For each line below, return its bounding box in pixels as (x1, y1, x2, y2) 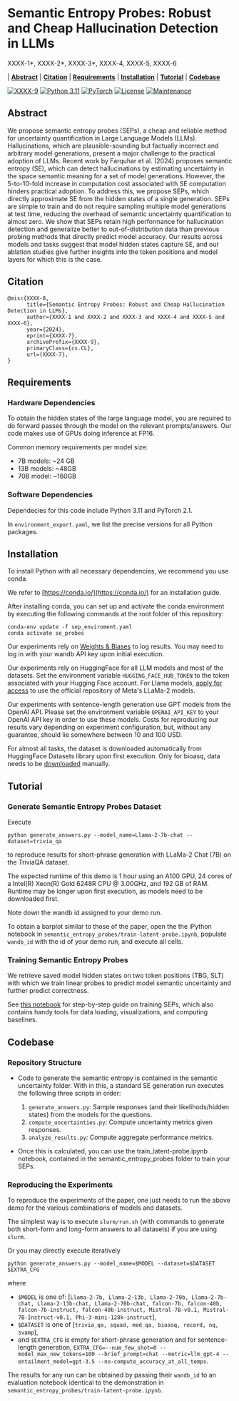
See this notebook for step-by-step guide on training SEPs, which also (7, 1000, 214, 1009)
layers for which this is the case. (7, 255, 102, 263)
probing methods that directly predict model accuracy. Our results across (7, 232, 223, 240)
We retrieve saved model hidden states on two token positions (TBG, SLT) (7, 972, 225, 980)
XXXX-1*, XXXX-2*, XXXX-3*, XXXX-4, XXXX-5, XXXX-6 (7, 58, 177, 67)
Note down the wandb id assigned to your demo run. (7, 908, 163, 917)
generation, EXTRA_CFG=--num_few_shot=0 (38, 1343, 157, 1352)
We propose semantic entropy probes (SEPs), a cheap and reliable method (7, 126, 227, 135)
